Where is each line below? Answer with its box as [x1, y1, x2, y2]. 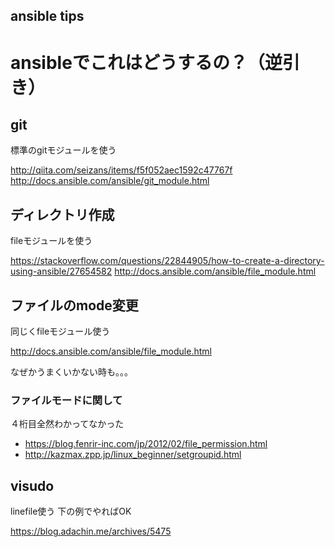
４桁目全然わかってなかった [10, 418, 125, 430]
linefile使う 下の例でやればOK [10, 505, 132, 518]
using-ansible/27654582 [10, 265, 113, 278]
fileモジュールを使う [10, 235, 93, 247]
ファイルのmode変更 [10, 297, 139, 314]
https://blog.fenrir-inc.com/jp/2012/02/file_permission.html [24, 438, 268, 450]
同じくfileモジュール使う [10, 325, 111, 338]
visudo [10, 477, 55, 494]
